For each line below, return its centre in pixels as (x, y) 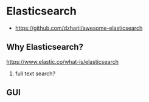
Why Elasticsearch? (45, 47)
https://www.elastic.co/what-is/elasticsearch (62, 61)
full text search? (35, 73)
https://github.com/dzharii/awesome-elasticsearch (79, 28)
